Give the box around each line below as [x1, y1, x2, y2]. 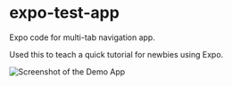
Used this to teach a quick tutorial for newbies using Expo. [9, 49, 224, 59]
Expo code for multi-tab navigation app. [9, 32, 156, 43]
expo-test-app [9, 3, 120, 23]
